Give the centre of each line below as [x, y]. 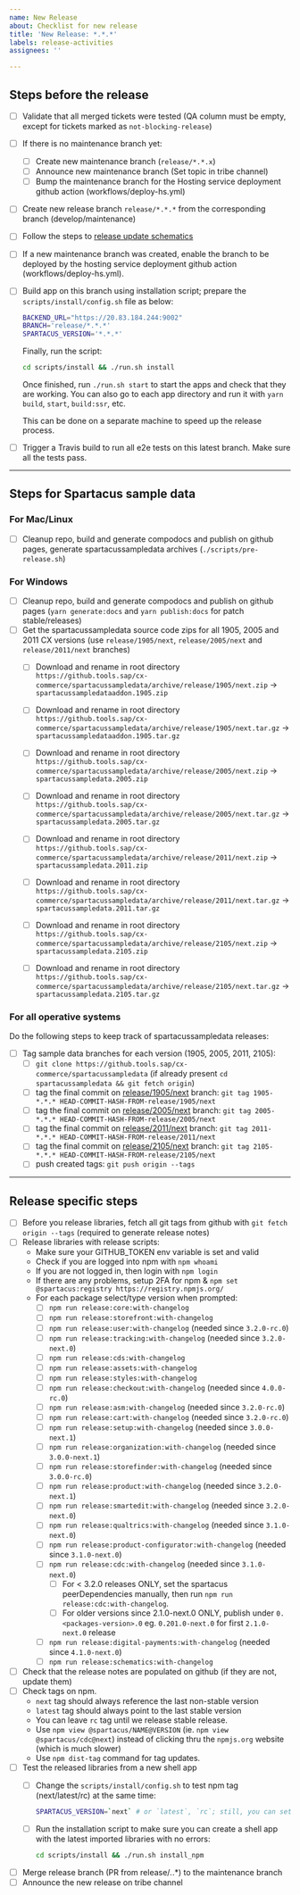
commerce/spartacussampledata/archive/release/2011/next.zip [151, 858]
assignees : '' [36, 51]
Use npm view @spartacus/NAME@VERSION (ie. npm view [132, 1729]
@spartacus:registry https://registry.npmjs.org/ [130, 1289]
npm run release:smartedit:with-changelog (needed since [156, 1506]
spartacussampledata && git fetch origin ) [115, 1083]
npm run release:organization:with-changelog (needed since [162, 1447]
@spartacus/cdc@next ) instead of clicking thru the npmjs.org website [159, 1739]
